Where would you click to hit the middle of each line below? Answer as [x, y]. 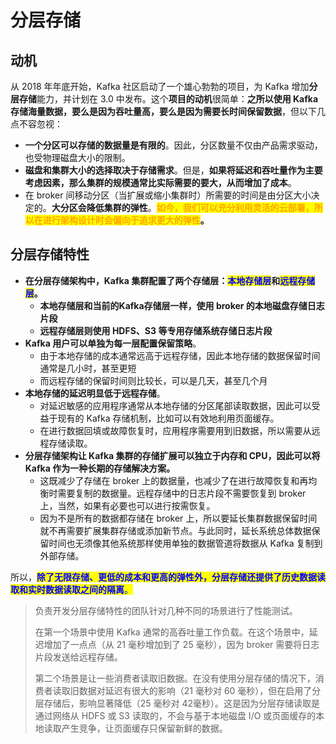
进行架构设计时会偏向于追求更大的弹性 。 [126, 220]
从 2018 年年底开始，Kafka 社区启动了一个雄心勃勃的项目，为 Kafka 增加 [160, 86]
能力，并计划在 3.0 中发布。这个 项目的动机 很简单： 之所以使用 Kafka [177, 99]
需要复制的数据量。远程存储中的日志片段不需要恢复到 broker [182, 493]
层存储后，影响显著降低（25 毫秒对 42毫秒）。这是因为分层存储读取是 [177, 703]
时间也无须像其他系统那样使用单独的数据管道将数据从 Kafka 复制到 [185, 543]
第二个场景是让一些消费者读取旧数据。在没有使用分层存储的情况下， [175, 678]
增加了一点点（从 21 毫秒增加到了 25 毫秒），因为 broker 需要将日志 [181, 644]
